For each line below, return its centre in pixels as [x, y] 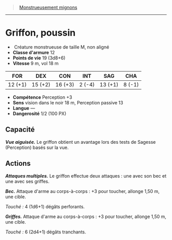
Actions [18, 163]
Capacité [20, 130]
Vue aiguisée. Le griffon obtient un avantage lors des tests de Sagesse [81, 142]
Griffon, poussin [40, 33]
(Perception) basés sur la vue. [37, 147]
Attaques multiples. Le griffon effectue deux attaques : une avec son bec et [86, 176]
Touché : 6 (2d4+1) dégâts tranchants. [46, 232]
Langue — [24, 108]
